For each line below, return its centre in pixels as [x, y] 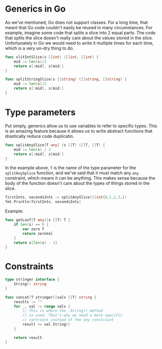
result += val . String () [46, 324]
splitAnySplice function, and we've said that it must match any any [72, 173]
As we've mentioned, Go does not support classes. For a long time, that [76, 22]
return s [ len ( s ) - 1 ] [35, 243]
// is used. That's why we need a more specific [73, 316]
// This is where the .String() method [63, 311]
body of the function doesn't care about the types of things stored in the [77, 183]
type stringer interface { [32, 280]
